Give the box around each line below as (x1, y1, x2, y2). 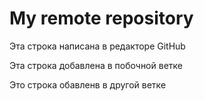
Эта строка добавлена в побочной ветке (9, 59, 183, 71)
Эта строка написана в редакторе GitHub (9, 40, 186, 52)
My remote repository (9, 7, 194, 30)
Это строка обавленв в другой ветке (9, 78, 167, 91)
